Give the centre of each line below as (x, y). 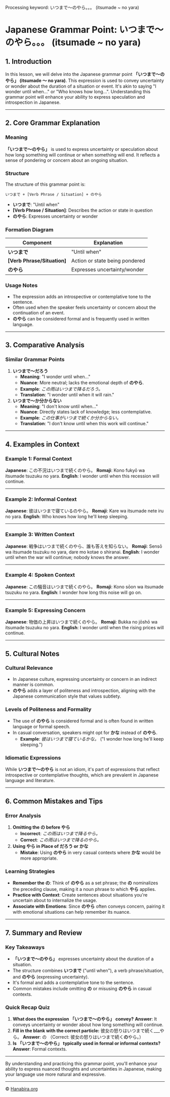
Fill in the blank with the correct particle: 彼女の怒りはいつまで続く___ (86, 1031)
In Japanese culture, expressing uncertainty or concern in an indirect (84, 679)
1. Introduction (28, 62)
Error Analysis (23, 816)
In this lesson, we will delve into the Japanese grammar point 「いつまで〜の (85, 74)
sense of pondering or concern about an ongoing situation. (67, 160)
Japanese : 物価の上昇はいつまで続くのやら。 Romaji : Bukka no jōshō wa (81, 622)
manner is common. (33, 684)
